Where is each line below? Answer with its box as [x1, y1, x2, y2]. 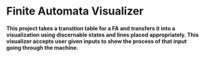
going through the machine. [6, 44, 79, 51]
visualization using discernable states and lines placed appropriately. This [6, 31, 199, 38]
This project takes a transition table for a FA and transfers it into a [6, 24, 176, 32]
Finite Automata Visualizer [6, 4, 144, 18]
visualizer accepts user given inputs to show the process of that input [6, 38, 187, 45]
